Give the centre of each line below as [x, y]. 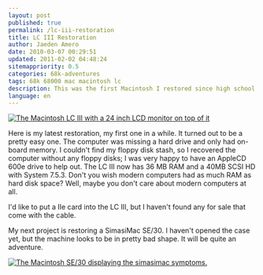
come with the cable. [42, 215]
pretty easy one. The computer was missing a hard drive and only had [122, 141]
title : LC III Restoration [52, 37]
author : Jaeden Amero [44, 45]
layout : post [30, 15]
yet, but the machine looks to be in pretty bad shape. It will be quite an [122, 239]
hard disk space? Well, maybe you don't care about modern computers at [127, 183]
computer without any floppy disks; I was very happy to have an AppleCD [127, 159]
